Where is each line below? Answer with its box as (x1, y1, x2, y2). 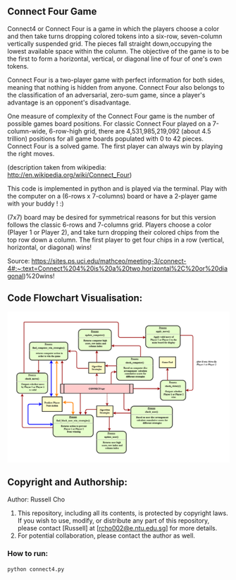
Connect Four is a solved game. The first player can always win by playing (7, 141, 223, 150)
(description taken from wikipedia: (7, 162, 107, 172)
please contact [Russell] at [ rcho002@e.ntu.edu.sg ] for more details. (17, 523, 218, 532)
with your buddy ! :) (7, 199, 65, 208)
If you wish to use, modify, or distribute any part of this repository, (17, 516, 210, 525)
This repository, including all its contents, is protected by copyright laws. (17, 509, 228, 517)
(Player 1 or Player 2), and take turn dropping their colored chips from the (7, 227, 220, 236)
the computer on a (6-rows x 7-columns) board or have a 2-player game (7, 191, 217, 200)
